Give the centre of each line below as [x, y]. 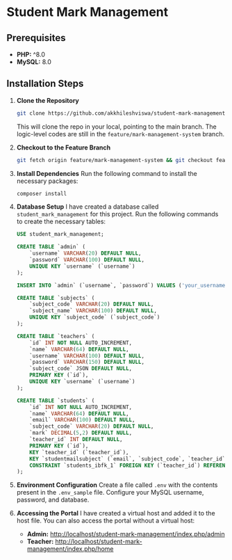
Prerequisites [36, 38]
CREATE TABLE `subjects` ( [56, 298]
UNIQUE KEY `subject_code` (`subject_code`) [95, 317]
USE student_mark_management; [60, 234]
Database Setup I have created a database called [88, 207]
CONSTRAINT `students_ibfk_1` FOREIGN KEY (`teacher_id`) [115, 465]
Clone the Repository [48, 100]
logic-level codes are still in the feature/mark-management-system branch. [121, 134]
